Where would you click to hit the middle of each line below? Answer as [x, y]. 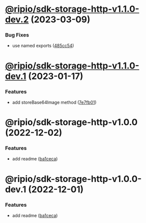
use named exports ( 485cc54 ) [43, 46]
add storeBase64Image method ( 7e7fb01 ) [54, 102]
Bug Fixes [17, 35]
